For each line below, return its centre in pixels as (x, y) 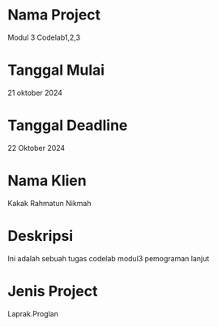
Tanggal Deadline (68, 125)
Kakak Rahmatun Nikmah (49, 203)
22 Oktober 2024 (36, 148)
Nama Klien (47, 181)
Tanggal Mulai (56, 70)
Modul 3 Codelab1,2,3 (44, 37)
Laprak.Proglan (33, 313)
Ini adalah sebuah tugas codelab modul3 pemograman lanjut (109, 258)
